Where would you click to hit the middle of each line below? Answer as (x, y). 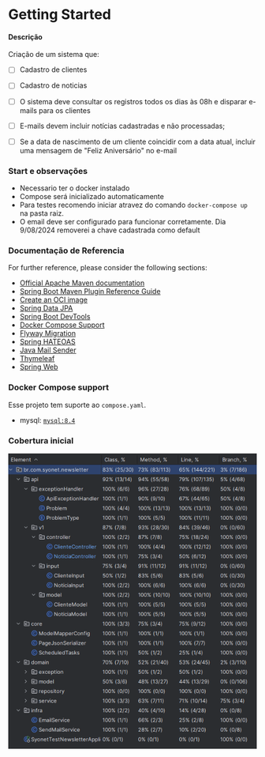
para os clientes (65, 110)
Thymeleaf (37, 359)
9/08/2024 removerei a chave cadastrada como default (110, 230)
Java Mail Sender (48, 350)
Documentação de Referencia (66, 250)
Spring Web (39, 367)
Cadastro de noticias (53, 85)
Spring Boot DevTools (55, 317)
